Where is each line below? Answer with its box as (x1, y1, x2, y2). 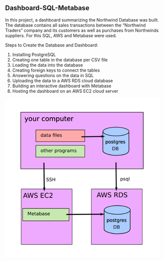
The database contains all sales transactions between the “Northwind (5, 22, 146, 28)
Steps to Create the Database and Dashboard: (5, 42, 98, 48)
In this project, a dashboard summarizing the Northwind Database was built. (5, 17, 159, 23)
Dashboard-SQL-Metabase (5, 4, 90, 12)
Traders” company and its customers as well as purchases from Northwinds (5, 27, 159, 33)
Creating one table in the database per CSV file (12, 56, 108, 63)
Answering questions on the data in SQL (12, 72, 94, 78)
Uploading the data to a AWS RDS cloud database (12, 78, 113, 83)
